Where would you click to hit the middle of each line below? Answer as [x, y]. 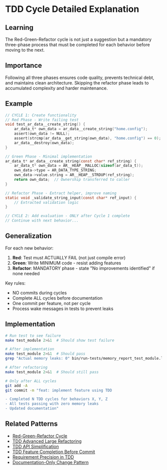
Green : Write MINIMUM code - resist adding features [67, 263]
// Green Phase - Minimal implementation [49, 157]
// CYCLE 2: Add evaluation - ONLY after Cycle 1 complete [68, 216]
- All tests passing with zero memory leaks [52, 404]
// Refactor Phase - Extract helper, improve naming [61, 193]
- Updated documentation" [32, 408]
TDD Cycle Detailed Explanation [72, 9]
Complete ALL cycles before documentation [57, 298]
